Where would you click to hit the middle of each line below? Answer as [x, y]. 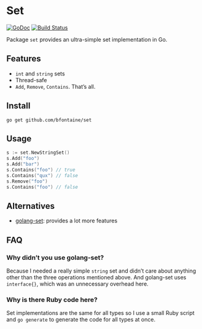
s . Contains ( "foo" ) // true [41, 170]
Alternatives [31, 206]
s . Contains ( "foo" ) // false [42, 187]
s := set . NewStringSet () [38, 153]
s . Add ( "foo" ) [23, 159]
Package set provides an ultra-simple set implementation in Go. [87, 39]
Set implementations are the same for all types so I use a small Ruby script [100, 313]
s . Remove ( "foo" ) [27, 181]
